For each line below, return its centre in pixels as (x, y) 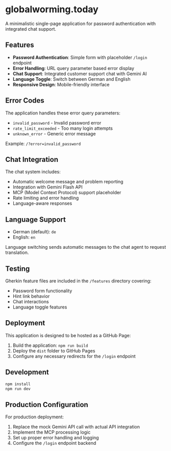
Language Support (36, 219)
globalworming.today (52, 9)
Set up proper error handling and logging (56, 438)
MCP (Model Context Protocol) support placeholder (67, 193)
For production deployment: (34, 417)
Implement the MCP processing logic (52, 432)
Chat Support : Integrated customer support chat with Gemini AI (80, 74)
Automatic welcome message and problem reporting (68, 182)
